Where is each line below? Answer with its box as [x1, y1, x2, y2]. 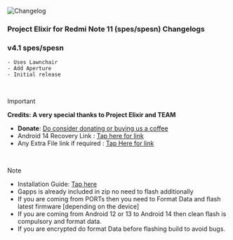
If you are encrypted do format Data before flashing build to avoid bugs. [17, 225, 226, 233]
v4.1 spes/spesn [7, 43, 65, 53]
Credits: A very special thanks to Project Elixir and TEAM [7, 111, 176, 119]
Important [7, 97, 36, 105]
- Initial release [7, 71, 61, 79]
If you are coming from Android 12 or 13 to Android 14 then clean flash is [17, 210, 227, 218]
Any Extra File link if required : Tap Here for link [17, 139, 154, 147]
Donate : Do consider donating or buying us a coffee [17, 124, 168, 133]
